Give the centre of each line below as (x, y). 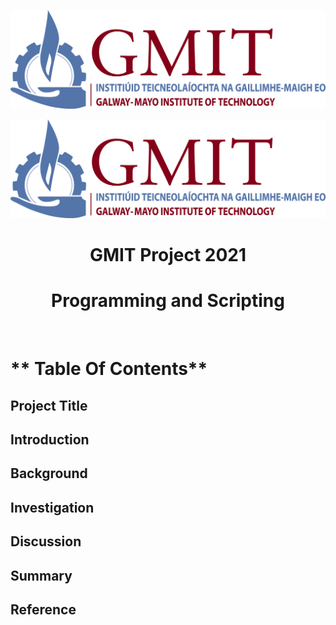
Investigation (52, 507)
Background (49, 473)
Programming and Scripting (168, 301)
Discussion (46, 541)
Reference (43, 610)
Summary (41, 575)
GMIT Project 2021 (168, 255)
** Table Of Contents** (109, 369)
